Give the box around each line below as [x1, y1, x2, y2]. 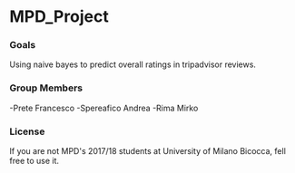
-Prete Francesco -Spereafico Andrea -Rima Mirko [9, 102, 199, 113]
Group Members [9, 82, 84, 94]
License [9, 125, 45, 138]
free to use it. [9, 156, 60, 167]
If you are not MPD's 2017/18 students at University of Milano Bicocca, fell [9, 146, 286, 157]
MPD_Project [9, 6, 109, 27]
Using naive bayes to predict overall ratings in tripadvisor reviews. [9, 59, 257, 70]
